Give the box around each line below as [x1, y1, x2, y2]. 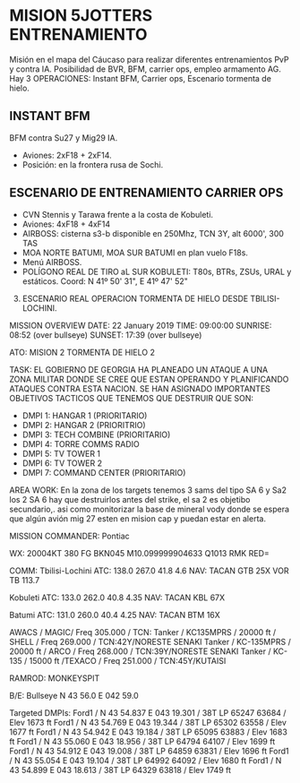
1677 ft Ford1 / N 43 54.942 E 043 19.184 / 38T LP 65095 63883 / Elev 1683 [9, 727, 288, 737]
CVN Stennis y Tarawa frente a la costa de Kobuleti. [21, 209, 213, 219]
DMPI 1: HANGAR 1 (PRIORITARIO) [21, 409, 148, 421]
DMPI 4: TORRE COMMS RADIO [21, 438, 141, 449]
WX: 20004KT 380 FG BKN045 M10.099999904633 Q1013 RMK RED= [9, 547, 270, 558]
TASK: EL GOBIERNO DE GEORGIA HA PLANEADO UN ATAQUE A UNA [9, 364, 269, 374]
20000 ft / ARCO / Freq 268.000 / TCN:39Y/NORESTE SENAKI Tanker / [9, 646, 271, 657]
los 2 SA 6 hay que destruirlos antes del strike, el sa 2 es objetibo [9, 494, 251, 504]
